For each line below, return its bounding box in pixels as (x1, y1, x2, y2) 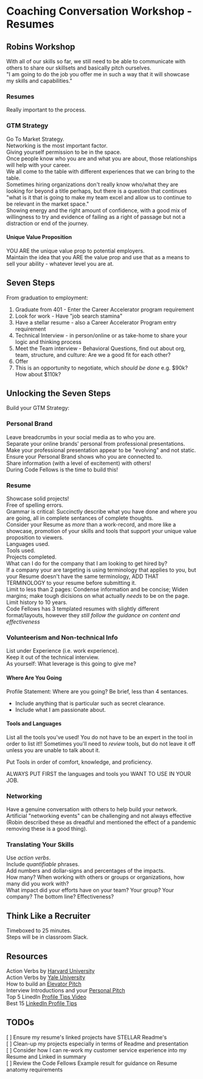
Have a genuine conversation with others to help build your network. (6, 806, 178, 813)
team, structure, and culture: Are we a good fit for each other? (15, 351, 171, 358)
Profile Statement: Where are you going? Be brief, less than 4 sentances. (6, 687, 188, 695)
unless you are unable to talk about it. (6, 746, 100, 754)
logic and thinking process (15, 338, 82, 345)
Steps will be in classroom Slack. (6, 933, 89, 941)
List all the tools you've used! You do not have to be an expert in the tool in (6, 733, 193, 740)
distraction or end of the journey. (6, 220, 89, 227)
